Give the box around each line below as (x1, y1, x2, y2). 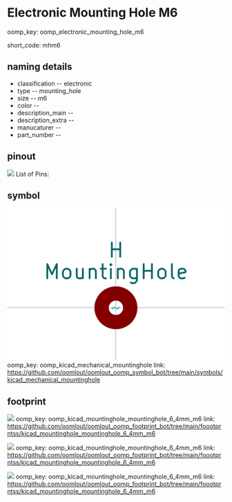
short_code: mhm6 (7, 41, 61, 49)
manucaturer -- (17, 123, 61, 132)
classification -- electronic (17, 79, 93, 88)
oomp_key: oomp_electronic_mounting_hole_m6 (7, 28, 144, 36)
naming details (7, 61, 72, 73)
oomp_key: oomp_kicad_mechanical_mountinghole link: (7, 361, 166, 370)
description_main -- (17, 108, 74, 117)
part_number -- (17, 130, 61, 139)
